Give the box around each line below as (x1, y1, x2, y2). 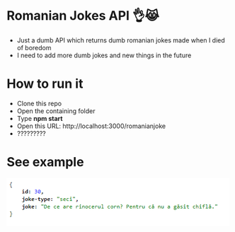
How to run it (6, 76, 84, 92)
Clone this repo (16, 99, 62, 108)
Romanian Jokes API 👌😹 (6, 8, 160, 24)
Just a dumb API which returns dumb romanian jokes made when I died (16, 35, 226, 45)
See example (6, 154, 84, 170)
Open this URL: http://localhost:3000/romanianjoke (16, 122, 166, 130)
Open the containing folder (16, 106, 96, 115)
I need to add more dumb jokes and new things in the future (16, 51, 192, 59)
